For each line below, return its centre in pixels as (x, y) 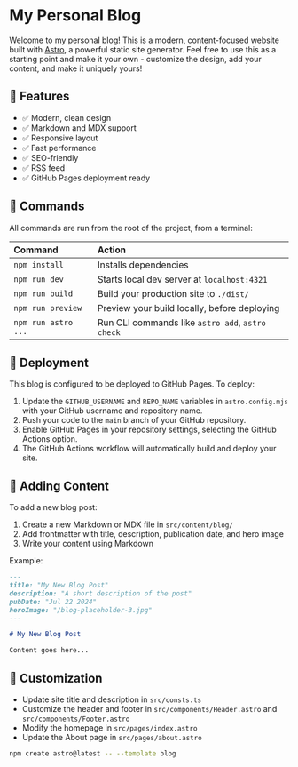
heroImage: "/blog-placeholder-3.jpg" (81, 610)
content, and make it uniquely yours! (76, 68)
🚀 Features (39, 96)
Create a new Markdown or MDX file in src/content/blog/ (127, 524)
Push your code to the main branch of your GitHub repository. (134, 420)
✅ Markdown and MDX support (79, 128)
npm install (39, 264)
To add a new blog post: (53, 507)
